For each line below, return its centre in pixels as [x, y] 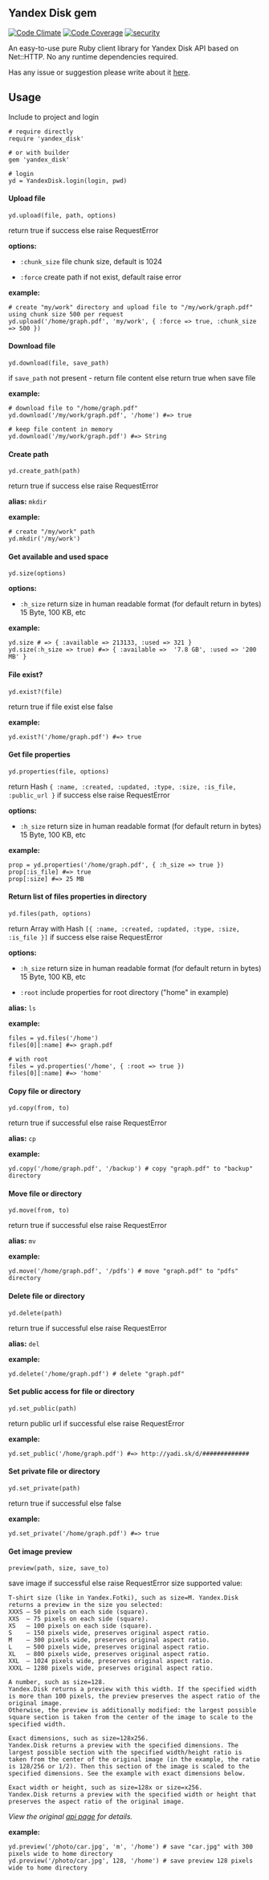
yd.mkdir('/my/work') [45, 539]
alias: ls [22, 1008]
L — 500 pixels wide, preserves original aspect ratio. [109, 1647]
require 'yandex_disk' [46, 139]
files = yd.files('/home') [53, 1038]
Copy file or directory [45, 1091]
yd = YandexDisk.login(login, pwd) [68, 181]
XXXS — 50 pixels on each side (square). [79, 1612]
